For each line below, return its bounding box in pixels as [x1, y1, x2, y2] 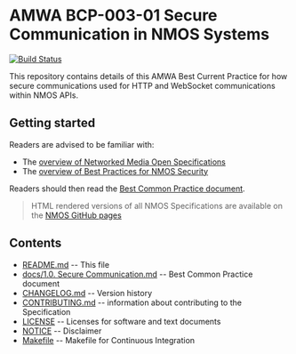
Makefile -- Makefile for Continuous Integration [21, 334, 196, 345]
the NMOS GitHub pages [30, 210, 122, 221]
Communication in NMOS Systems [9, 24, 269, 44]
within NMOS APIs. [9, 90, 78, 101]
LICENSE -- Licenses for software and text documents [21, 316, 221, 326]
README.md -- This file [21, 259, 109, 270]
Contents [9, 236, 62, 251]
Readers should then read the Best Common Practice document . [9, 183, 246, 194]
